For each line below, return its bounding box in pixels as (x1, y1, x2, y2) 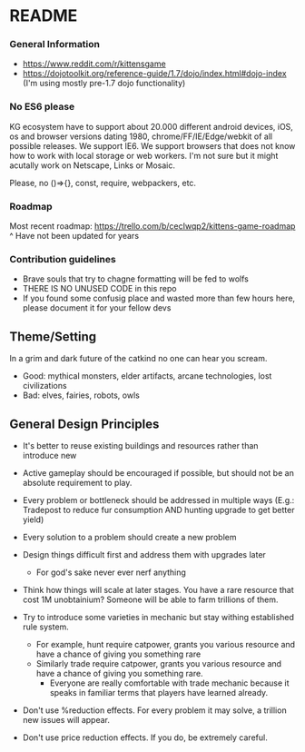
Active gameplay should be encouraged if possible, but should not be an (22, 468, 295, 478)
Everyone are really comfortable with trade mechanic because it (49, 678, 290, 688)
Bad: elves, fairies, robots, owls (22, 390, 141, 401)
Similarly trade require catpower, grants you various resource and (35, 658, 282, 668)
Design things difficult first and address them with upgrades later (22, 549, 266, 559)
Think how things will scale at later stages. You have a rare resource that (22, 585, 294, 595)
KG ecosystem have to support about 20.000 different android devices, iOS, (9, 121, 293, 132)
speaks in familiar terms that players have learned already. (49, 688, 269, 698)
